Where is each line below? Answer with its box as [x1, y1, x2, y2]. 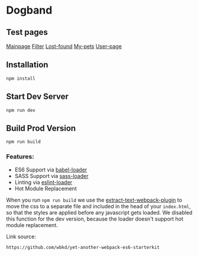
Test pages [6, 27, 48, 37]
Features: [6, 153, 34, 161]
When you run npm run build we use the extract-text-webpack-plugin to [6, 196, 182, 203]
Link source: [6, 233, 37, 240]
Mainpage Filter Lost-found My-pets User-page [6, 43, 122, 50]
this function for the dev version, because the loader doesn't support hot [6, 215, 184, 222]
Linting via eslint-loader [14, 179, 73, 186]
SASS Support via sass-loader [14, 172, 89, 179]
